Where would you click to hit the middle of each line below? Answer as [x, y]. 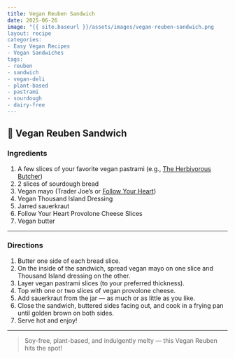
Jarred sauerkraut [43, 206]
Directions [25, 245]
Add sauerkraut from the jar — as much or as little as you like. [106, 298]
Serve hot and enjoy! [47, 320]
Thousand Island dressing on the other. [74, 276]
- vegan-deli [26, 79]
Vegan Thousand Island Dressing [65, 198]
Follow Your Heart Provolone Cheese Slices [80, 213]
